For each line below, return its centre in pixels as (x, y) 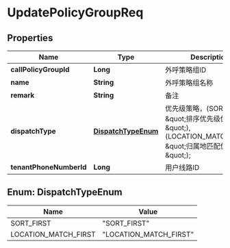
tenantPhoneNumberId (49, 167)
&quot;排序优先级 (193, 119)
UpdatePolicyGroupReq (75, 13)
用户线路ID (182, 168)
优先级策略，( (187, 109)
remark (23, 95)
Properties (30, 38)
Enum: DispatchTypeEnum (65, 192)
